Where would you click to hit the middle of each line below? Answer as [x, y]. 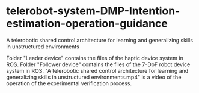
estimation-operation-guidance [87, 24]
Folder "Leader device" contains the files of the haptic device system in [95, 58]
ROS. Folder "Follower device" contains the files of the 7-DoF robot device [98, 64]
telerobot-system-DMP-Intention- [93, 11]
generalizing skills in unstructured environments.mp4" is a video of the [94, 77]
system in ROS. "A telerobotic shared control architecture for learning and [97, 70]
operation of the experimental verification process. [69, 83]
